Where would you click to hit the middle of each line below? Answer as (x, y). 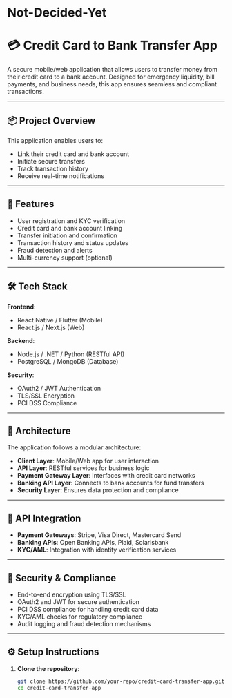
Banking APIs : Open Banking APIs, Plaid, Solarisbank (93, 543)
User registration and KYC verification (71, 221)
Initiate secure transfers (51, 161)
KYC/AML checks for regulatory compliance (80, 617)
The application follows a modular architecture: (74, 447)
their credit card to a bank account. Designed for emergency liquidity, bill (111, 77)
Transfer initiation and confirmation (67, 235)
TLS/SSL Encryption (46, 396)
